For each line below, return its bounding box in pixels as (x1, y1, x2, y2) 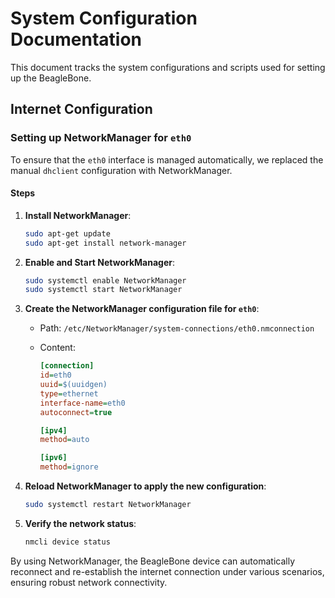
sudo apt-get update (24, 228, 111, 239)
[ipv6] (39, 453, 68, 463)
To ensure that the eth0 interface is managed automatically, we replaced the (10, 153, 324, 166)
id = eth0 (39, 370, 72, 381)
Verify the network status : (24, 517, 137, 529)
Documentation (10, 28, 143, 51)
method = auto (39, 435, 90, 445)
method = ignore (39, 462, 99, 472)
